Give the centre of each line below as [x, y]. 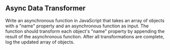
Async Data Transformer [46, 8]
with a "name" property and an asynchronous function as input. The [77, 26]
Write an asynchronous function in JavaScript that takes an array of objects [85, 20]
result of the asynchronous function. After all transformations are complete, [85, 36]
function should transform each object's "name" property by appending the [85, 31]
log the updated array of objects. [40, 42]
